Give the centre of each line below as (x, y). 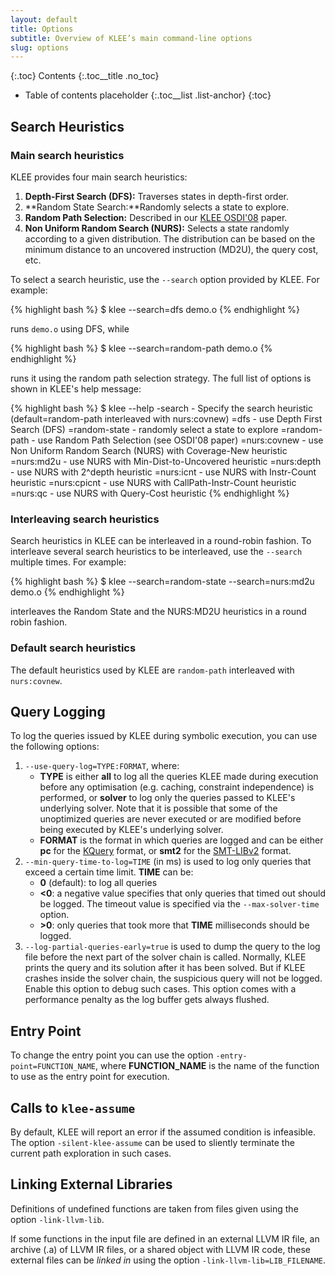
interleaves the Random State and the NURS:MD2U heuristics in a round (158, 612)
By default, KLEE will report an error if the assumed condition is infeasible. (163, 1132)
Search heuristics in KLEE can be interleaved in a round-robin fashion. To (161, 541)
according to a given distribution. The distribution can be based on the (170, 238)
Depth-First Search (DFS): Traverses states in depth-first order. (157, 196)
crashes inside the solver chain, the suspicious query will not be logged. (173, 978)
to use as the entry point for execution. (90, 1077)
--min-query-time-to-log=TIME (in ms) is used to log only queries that (168, 862)
